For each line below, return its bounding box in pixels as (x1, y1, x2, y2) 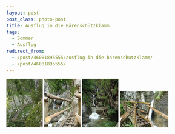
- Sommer (12, 35, 34, 42)
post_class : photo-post (6, 16, 67, 22)
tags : (6, 29, 20, 35)
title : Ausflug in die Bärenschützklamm (6, 22, 110, 28)
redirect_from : (6, 49, 45, 55)
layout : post (6, 10, 39, 16)
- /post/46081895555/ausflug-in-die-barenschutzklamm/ (12, 55, 153, 61)
